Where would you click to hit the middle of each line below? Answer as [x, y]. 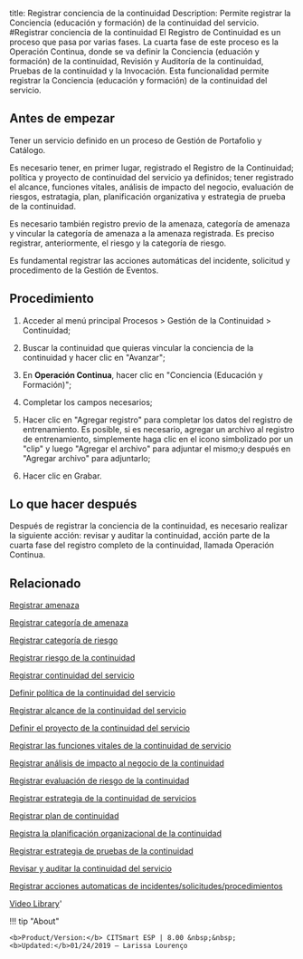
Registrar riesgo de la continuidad [72, 658]
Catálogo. [28, 150]
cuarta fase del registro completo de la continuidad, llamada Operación [142, 545]
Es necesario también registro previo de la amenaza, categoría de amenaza [150, 223]
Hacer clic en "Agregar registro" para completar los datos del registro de [158, 420]
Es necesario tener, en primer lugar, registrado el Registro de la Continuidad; [151, 168]
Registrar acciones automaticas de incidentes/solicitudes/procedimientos [146, 886]
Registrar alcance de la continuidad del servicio [98, 711]
